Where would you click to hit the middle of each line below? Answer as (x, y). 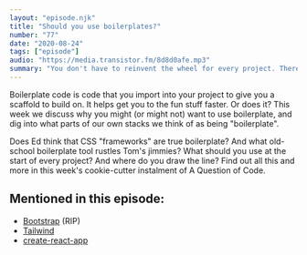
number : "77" (34, 35)
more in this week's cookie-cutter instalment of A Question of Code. (138, 170)
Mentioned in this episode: (87, 199)
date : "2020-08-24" (47, 43)
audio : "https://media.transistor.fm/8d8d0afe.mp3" (110, 60)
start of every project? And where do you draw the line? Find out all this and (152, 160)
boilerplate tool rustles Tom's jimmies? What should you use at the (161, 150)
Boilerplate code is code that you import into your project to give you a (142, 94)
